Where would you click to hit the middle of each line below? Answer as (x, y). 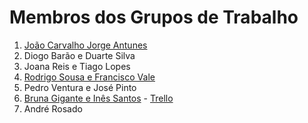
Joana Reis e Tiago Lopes (77, 66)
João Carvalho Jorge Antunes (85, 45)
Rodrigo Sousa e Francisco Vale (89, 77)
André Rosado (53, 108)
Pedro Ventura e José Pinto (80, 87)
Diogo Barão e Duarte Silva (79, 55)
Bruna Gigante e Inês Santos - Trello (98, 98)
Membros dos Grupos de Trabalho (154, 17)
